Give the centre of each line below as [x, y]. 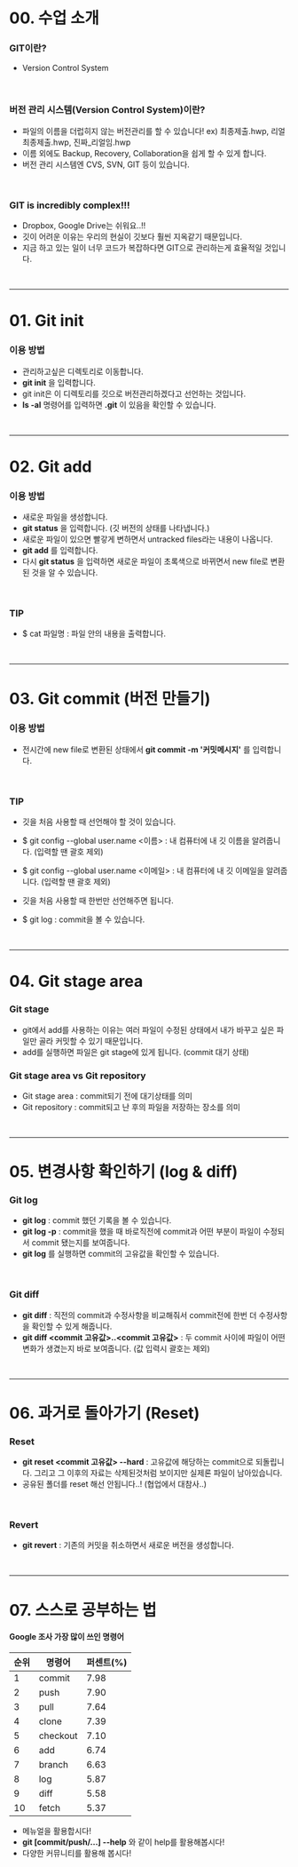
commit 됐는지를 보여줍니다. [81, 1243]
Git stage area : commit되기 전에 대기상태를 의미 [107, 1096]
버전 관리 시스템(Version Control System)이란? [107, 110]
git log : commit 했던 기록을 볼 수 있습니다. [97, 1220]
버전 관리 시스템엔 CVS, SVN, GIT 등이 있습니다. [106, 164]
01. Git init [47, 321]
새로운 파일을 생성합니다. [65, 517]
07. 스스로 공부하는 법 [83, 1610]
